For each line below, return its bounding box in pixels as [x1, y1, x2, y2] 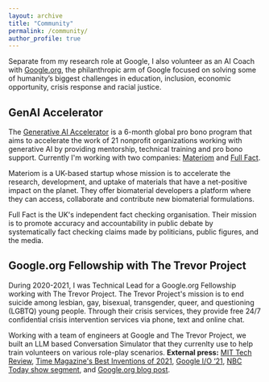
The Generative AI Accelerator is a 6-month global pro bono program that [8, 127, 252, 137]
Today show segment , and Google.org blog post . [8, 364, 171, 374]
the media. [8, 236, 44, 246]
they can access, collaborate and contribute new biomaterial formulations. [8, 195, 255, 204]
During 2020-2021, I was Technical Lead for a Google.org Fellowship [8, 280, 236, 290]
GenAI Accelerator [8, 106, 103, 120]
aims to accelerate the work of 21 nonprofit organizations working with [8, 136, 243, 145]
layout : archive [8, 11, 63, 20]
